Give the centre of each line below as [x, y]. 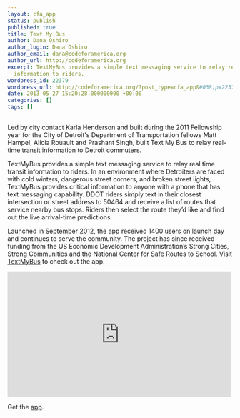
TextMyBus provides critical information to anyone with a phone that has [114, 186]
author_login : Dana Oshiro [47, 47]
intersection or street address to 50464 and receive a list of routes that [112, 201]
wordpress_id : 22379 [38, 80]
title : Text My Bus [36, 34]
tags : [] [20, 107]
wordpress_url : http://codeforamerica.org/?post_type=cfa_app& [104, 87]
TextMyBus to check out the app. [56, 261]
